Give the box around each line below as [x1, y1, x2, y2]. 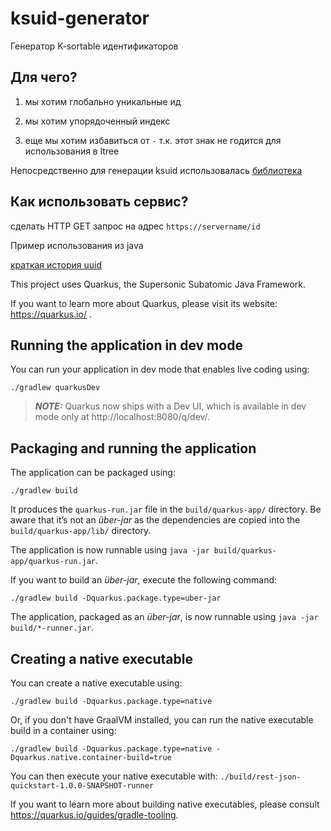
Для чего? [10, 69, 78, 86]
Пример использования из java [10, 239, 144, 251]
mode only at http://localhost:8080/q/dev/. [34, 411, 211, 423]
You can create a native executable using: [10, 677, 183, 689]
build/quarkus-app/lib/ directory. [10, 525, 152, 537]
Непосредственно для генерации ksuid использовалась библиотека [10, 164, 303, 176]
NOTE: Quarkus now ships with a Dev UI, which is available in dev [34, 400, 307, 412]
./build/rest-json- [219, 772, 302, 782]
